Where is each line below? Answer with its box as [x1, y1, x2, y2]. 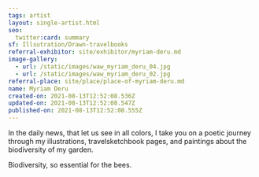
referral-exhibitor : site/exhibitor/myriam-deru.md [8, 48, 181, 56]
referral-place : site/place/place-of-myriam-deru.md [8, 77, 185, 85]
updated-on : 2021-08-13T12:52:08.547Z [8, 99, 135, 107]
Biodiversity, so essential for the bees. [8, 160, 132, 169]
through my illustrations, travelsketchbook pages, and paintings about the [8, 137, 247, 146]
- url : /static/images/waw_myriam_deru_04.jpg [15, 63, 171, 71]
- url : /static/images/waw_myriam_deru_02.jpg [15, 70, 171, 78]
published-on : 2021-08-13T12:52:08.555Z [8, 107, 143, 115]
